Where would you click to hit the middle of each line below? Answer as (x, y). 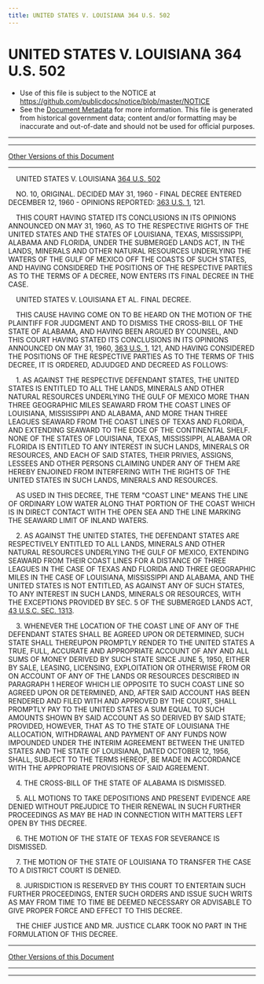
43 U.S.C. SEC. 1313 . (41, 610)
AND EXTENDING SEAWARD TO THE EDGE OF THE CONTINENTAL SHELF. (129, 430)
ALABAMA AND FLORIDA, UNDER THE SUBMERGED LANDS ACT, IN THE (127, 242)
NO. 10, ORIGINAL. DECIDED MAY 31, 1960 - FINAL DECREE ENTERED (128, 194)
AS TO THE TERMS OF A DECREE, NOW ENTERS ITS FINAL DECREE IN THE (131, 276)
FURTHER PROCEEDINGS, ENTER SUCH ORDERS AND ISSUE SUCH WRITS (130, 894)
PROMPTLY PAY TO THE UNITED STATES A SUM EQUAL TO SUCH (117, 709)
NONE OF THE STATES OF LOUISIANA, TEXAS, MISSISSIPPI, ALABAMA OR (130, 438)
